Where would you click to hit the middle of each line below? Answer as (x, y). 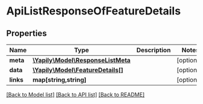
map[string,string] (60, 80)
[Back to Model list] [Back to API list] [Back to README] (76, 95)
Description (153, 50)
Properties (27, 33)
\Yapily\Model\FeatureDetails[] (78, 70)
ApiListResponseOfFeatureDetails (94, 11)
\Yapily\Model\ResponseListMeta (82, 60)
